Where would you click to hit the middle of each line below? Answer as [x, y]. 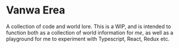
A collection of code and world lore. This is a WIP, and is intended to [89, 26]
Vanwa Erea [36, 10]
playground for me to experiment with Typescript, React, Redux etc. [88, 39]
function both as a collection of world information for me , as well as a [90, 32]
